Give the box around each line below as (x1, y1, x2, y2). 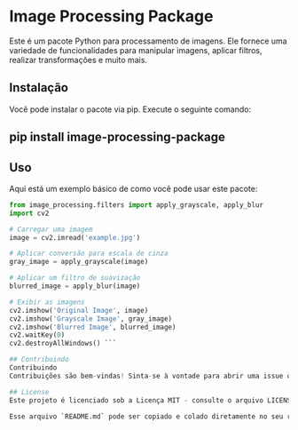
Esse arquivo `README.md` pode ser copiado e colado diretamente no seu (9, 411, 284, 421)
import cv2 (9, 209, 50, 218)
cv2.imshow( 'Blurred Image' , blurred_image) (9, 322, 176, 331)
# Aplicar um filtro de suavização (9, 274, 141, 283)
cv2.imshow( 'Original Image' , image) (9, 306, 149, 315)
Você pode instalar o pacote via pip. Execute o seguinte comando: (9, 104, 251, 115)
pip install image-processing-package (9, 130, 226, 145)
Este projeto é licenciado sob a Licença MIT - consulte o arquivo (9, 395, 264, 405)
